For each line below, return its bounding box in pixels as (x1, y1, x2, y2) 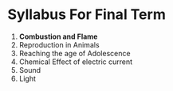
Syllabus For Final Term (7, 6, 167, 24)
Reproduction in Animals (18, 40, 100, 49)
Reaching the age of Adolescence (18, 48, 131, 58)
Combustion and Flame (18, 32, 98, 41)
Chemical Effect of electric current (18, 57, 133, 66)
